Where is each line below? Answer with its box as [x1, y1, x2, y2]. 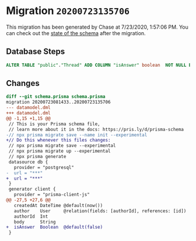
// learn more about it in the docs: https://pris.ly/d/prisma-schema [8, 126, 184, 132]
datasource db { [8, 159, 48, 165]
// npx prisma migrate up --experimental [8, 148, 111, 154]
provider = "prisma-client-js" [13, 192, 90, 198]
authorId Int [13, 214, 48, 219]
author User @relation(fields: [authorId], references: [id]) [13, 208, 187, 214]
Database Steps [6, 47, 65, 57]
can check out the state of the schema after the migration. [6, 29, 146, 36]
